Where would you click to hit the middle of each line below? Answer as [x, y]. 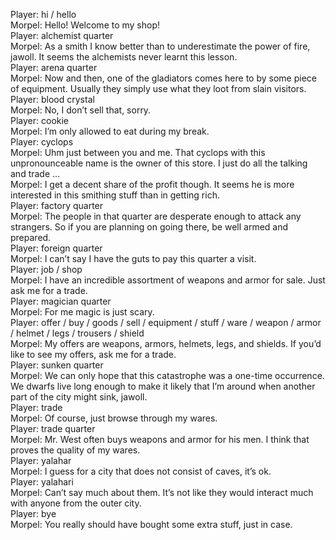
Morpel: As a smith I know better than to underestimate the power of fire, [160, 46]
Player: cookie [40, 120]
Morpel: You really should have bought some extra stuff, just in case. [151, 524]
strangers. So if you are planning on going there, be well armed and [149, 227]
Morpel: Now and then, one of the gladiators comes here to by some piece [163, 78]
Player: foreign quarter [56, 248]
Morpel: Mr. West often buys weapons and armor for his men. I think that [160, 439]
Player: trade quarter [53, 428]
